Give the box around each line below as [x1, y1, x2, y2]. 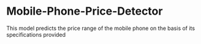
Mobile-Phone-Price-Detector [6, 4, 163, 18]
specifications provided [6, 31, 66, 38]
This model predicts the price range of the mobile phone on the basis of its [6, 24, 195, 32]
